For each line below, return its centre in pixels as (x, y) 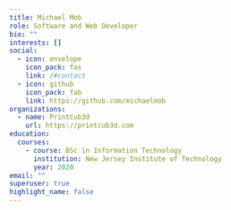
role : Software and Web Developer (74, 26)
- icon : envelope (50, 59)
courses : (34, 142)
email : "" (28, 175)
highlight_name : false (51, 192)
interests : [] (36, 42)
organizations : (38, 109)
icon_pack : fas (54, 68)
